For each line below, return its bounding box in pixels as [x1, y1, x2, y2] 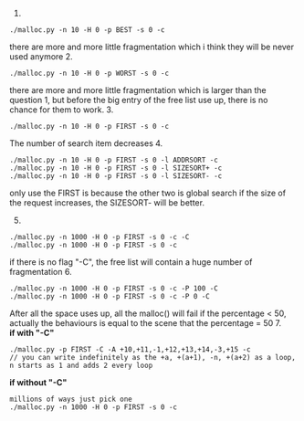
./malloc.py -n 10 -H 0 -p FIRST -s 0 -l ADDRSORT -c [9, 155, 219, 164]
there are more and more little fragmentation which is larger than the [9, 85, 267, 95]
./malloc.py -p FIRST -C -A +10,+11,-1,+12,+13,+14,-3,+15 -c [9, 345, 251, 354]
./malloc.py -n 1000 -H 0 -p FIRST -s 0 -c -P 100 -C [9, 284, 219, 293]
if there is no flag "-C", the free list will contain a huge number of [9, 257, 253, 268]
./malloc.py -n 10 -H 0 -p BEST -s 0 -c [9, 26, 166, 35]
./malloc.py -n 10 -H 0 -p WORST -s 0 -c [9, 68, 170, 78]
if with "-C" [9, 328, 55, 338]
